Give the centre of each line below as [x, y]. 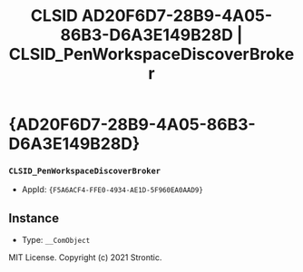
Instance [34, 218]
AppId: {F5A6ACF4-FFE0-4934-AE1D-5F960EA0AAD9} [112, 189]
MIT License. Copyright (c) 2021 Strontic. [85, 257]
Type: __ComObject [56, 240]
